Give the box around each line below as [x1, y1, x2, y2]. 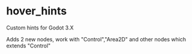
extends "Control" [6, 42, 51, 49]
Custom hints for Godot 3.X [6, 24, 74, 31]
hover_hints [6, 4, 67, 18]
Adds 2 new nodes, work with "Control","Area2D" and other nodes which [6, 35, 187, 43]
